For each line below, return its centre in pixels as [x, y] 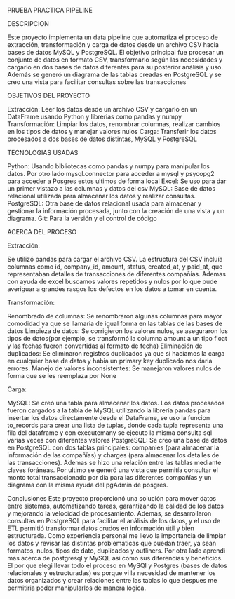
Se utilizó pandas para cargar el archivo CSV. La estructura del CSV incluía [115, 259]
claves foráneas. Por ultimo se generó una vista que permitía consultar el [113, 470]
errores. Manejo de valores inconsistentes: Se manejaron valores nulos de [114, 368]
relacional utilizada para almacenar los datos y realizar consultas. [102, 196]
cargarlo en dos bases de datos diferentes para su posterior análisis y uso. [115, 67]
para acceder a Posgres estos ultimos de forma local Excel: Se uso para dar [117, 181]
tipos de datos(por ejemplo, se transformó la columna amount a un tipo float [117, 338]
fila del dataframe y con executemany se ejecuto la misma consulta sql [110, 433]
